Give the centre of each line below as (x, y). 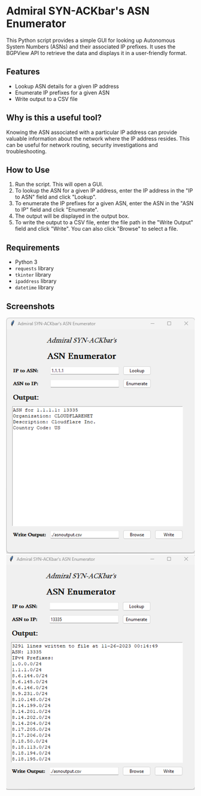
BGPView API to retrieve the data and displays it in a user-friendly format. (97, 53)
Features (23, 72)
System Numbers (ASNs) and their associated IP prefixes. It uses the (91, 47)
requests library (34, 269)
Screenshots (31, 306)
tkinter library (33, 275)
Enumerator (36, 24)
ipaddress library (36, 281)
